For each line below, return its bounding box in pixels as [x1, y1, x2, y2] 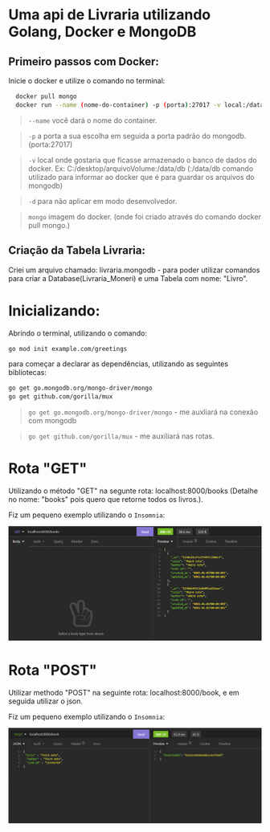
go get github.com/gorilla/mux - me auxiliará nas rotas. [27, 431, 215, 441]
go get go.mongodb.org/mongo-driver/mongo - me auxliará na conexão [27, 407, 259, 417]
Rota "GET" [8, 459, 88, 478]
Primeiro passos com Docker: [8, 55, 159, 68]
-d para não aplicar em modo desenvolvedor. [27, 196, 178, 206]
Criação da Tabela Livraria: [8, 243, 146, 258]
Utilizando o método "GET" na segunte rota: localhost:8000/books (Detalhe [8, 486, 259, 496]
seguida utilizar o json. [8, 696, 83, 706]
